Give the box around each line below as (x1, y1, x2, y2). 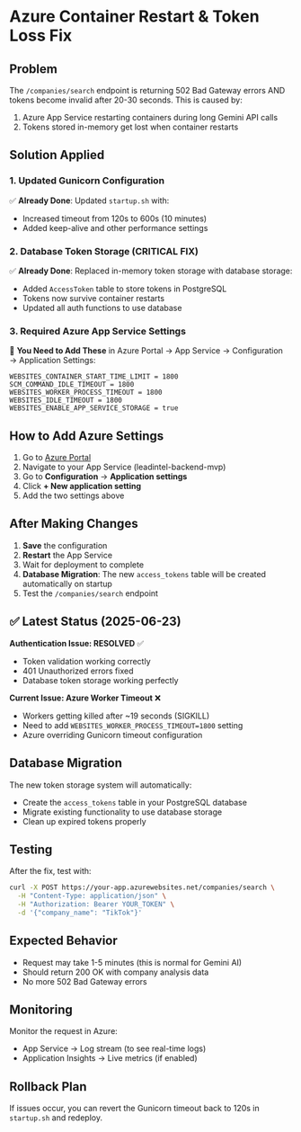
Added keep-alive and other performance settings (22, 222, 208, 233)
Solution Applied (9, 147, 105, 163)
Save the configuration (22, 539, 108, 550)
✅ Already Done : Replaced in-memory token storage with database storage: (9, 265, 293, 276)
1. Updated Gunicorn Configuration (9, 174, 164, 187)
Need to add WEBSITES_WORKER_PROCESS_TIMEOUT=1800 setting (22, 719, 243, 730)
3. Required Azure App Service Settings (9, 325, 187, 337)
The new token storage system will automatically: (9, 780, 192, 790)
